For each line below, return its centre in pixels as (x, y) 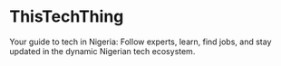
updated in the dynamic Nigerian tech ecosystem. (102, 51)
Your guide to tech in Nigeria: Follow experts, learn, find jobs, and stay (140, 42)
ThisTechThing (67, 17)
